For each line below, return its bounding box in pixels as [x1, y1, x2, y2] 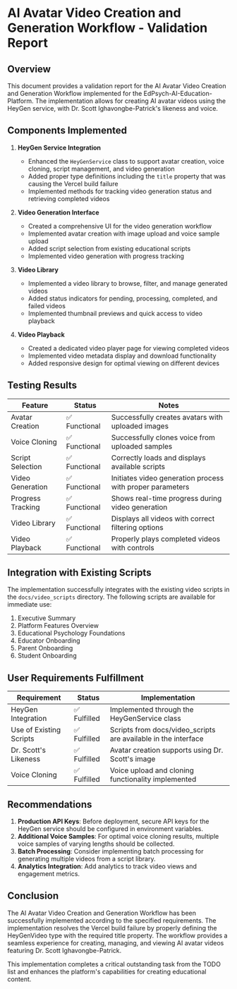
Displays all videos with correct [111, 514, 215, 523]
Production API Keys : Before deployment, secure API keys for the [17, 817, 209, 826]
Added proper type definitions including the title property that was [28, 171, 226, 181]
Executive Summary [17, 614, 76, 622]
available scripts [111, 461, 166, 471]
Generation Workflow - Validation [7, 20, 208, 36]
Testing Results [7, 380, 78, 392]
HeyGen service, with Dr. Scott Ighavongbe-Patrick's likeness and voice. [7, 104, 219, 112]
